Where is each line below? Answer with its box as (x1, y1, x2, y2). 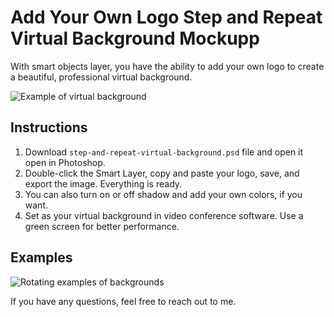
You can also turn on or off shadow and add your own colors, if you (24, 188, 303, 200)
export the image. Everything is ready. (24, 177, 183, 190)
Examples (10, 249, 73, 266)
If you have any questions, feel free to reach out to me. (10, 295, 237, 307)
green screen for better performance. (24, 220, 180, 232)
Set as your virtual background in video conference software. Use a (24, 209, 304, 221)
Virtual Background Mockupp (10, 27, 260, 50)
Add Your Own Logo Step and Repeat (10, 6, 323, 29)
